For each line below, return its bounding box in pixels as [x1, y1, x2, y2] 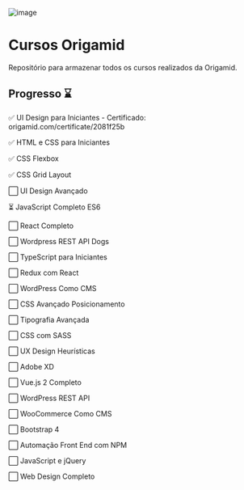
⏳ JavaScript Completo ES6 [8, 202, 101, 212]
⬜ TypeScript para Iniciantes [8, 251, 107, 262]
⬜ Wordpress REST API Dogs [8, 236, 109, 246]
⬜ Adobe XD [8, 361, 55, 371]
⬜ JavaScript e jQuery [8, 455, 86, 465]
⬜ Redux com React [8, 268, 79, 277]
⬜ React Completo [8, 221, 74, 230]
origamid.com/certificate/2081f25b [8, 121, 125, 131]
